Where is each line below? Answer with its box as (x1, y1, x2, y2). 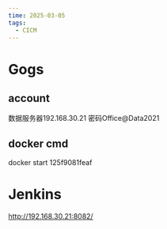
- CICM (15, 26, 37, 34)
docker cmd (8, 137, 69, 150)
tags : (8, 19, 26, 27)
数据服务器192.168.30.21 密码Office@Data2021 (8, 114, 160, 123)
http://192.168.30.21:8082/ (8, 212, 93, 221)
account (8, 92, 50, 105)
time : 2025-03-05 (8, 11, 66, 20)
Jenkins (8, 186, 62, 204)
